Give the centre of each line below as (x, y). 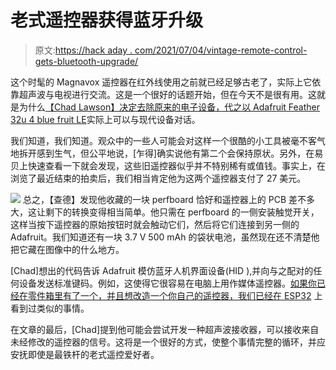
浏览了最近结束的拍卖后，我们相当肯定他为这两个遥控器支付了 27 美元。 (158, 178)
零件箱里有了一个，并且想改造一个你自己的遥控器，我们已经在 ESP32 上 (175, 295)
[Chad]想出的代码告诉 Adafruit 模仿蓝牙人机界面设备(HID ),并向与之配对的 (162, 270)
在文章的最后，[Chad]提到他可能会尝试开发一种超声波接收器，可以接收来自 (165, 329)
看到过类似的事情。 (50, 308)
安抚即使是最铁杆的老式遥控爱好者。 (85, 354)
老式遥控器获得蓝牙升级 (107, 20)
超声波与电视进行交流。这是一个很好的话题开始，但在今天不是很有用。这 (167, 94)
